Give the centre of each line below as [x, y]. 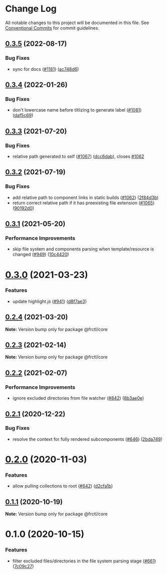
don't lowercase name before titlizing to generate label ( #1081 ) [77, 110]
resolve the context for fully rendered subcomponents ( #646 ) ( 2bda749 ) [88, 439]
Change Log [31, 9]
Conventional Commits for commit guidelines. [52, 28]
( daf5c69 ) [23, 116]
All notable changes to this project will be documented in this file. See [77, 23]
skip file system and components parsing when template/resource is [83, 249]
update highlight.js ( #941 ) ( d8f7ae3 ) [49, 301]
